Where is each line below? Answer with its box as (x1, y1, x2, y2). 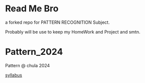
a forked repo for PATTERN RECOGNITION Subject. (5, 19, 110, 25)
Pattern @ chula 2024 (5, 62, 50, 68)
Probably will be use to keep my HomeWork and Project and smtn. (5, 29, 141, 35)
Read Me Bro (5, 3, 59, 14)
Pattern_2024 (5, 46, 63, 57)
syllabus (5, 72, 22, 78)
